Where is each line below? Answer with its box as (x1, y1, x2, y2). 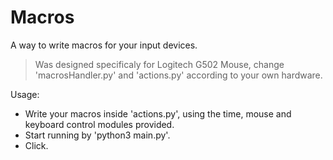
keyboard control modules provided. (24, 118, 175, 130)
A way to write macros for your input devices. (10, 39, 198, 51)
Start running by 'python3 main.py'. (24, 129, 171, 141)
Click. (24, 139, 49, 151)
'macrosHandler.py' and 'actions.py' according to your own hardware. (34, 69, 323, 81)
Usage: (10, 88, 40, 100)
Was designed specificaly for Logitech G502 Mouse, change (34, 58, 285, 70)
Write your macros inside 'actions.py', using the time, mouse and (24, 107, 292, 120)
